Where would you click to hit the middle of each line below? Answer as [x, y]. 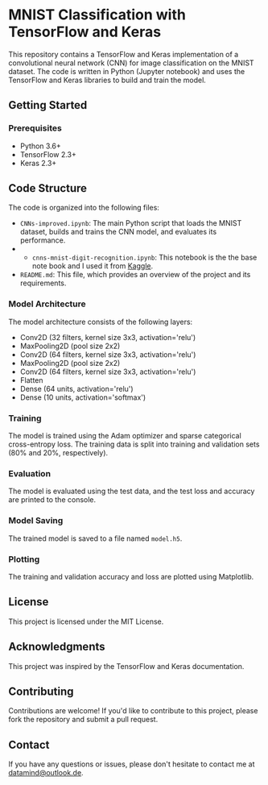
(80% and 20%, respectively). [58, 453]
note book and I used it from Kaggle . [93, 266]
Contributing [41, 691]
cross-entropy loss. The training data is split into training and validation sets [134, 444]
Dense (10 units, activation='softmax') [83, 397]
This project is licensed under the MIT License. [86, 621]
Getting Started [48, 105]
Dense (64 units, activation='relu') [77, 388]
